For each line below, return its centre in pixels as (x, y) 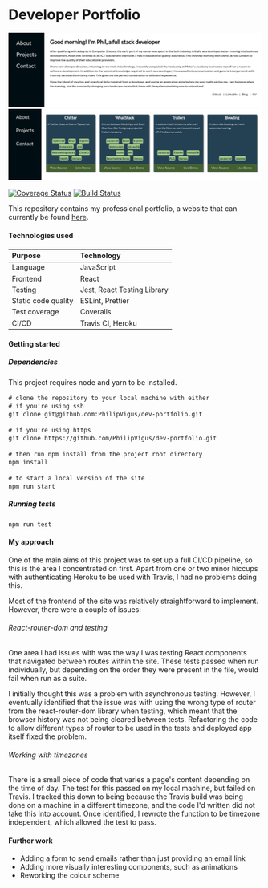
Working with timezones (48, 755)
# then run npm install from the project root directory (106, 454)
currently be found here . (49, 217)
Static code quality (43, 301)
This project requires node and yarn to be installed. (93, 382)
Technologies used (41, 235)
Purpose (26, 255)
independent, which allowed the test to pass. (82, 822)
